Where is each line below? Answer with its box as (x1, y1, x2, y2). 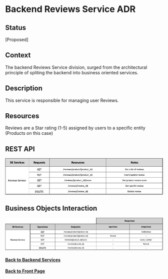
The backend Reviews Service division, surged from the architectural (5, 64, 147, 70)
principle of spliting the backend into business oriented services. (5, 69, 138, 75)
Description (5, 84, 42, 93)
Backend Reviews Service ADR (5, 3, 136, 15)
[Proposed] (5, 36, 28, 42)
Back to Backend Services (5, 257, 61, 263)
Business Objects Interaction (5, 204, 97, 213)
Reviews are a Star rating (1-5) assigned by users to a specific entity (5, 125, 146, 131)
